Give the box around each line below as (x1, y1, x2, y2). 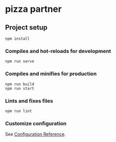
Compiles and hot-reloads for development (5, 47, 112, 54)
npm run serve (5, 59, 35, 64)
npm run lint (5, 108, 32, 113)
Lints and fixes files (5, 97, 54, 104)
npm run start (5, 86, 35, 91)
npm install (5, 36, 30, 41)
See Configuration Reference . (5, 131, 66, 137)
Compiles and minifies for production (5, 70, 97, 77)
